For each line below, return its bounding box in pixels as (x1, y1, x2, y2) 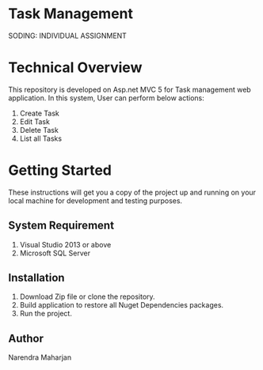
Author (8, 331, 44, 345)
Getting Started (8, 161, 112, 179)
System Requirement (8, 219, 115, 232)
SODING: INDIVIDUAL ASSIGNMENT (8, 31, 127, 40)
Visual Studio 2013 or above (19, 240, 112, 249)
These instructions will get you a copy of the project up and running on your (8, 187, 256, 197)
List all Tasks (19, 134, 62, 143)
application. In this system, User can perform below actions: (8, 92, 204, 103)
